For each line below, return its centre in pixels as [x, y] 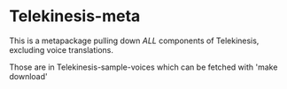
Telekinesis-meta [75, 16]
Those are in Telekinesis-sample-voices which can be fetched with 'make [143, 67]
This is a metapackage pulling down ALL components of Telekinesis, [134, 41]
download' [28, 76]
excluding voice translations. [61, 49]
